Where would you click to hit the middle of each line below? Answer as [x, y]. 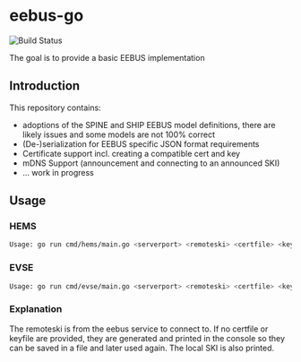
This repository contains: [55, 108]
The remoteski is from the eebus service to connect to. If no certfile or [139, 329]
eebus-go [47, 16]
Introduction [45, 86]
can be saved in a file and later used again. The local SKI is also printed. [142, 348]
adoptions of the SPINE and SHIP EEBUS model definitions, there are [149, 125]
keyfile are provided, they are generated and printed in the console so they [147, 338]
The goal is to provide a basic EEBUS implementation [107, 57]
